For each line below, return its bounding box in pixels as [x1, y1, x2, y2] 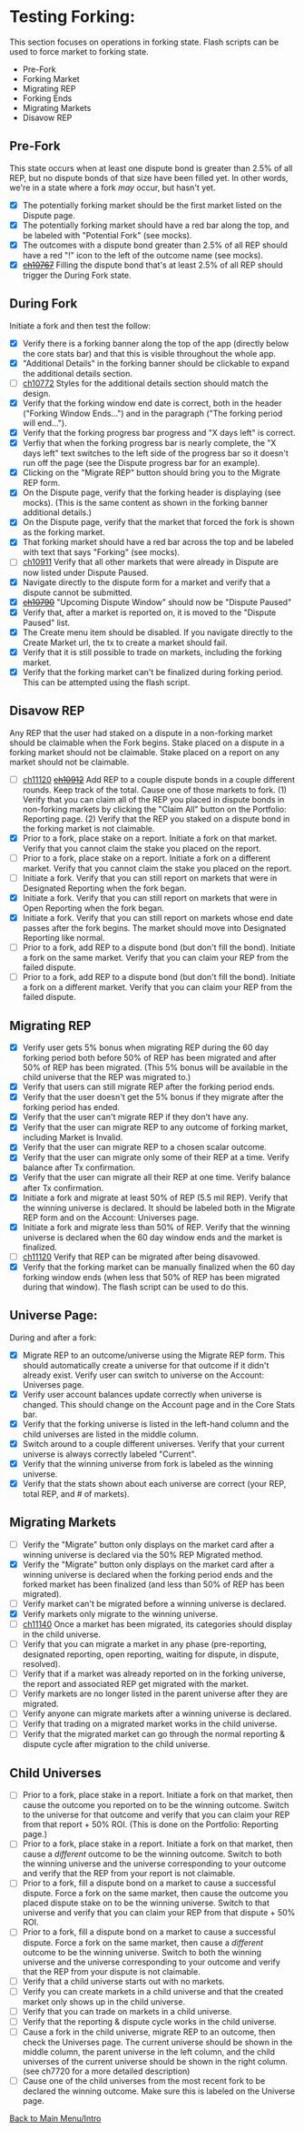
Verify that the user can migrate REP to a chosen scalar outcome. [22, 1142, 268, 1153]
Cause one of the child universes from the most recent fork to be [22, 2075, 266, 2086]
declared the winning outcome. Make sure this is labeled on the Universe [22, 2086, 296, 2097]
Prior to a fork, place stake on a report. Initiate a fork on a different [22, 853, 270, 864]
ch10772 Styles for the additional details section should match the [22, 378, 270, 389]
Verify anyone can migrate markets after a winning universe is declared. [22, 1708, 292, 1719]
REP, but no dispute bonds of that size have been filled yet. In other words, [9, 172, 289, 183]
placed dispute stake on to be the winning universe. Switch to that [22, 1897, 270, 1908]
